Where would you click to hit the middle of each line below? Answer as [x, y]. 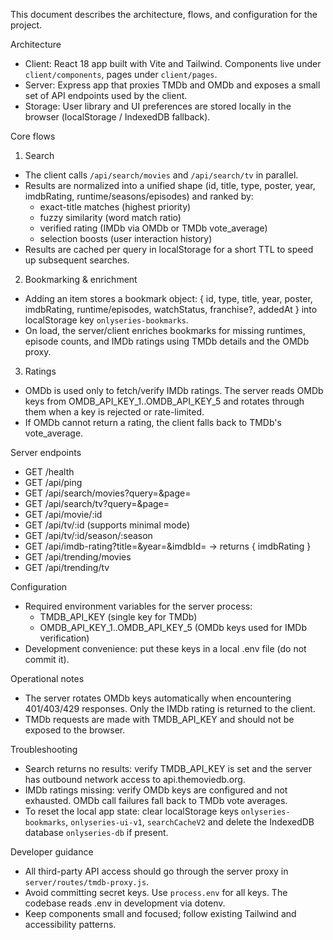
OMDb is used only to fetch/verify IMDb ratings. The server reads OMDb [174, 390]
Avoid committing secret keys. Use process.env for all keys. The [156, 892]
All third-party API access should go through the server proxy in [156, 871]
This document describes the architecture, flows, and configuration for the [164, 14]
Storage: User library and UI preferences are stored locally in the [158, 106]
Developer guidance [52, 852]
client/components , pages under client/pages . [121, 74]
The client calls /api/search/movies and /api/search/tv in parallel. [161, 175]
